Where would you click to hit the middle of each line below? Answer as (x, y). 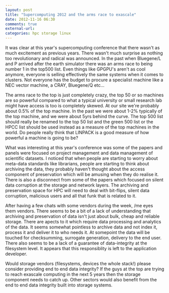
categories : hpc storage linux (38, 33)
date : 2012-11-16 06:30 (30, 19)
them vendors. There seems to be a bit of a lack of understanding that (78, 211)
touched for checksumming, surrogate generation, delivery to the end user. (83, 238)
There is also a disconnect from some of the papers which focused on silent (84, 180)
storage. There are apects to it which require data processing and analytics (83, 222)
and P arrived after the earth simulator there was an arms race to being (79, 64)
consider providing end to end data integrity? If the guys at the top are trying (85, 269)
